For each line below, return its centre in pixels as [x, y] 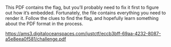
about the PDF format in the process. [44, 24]
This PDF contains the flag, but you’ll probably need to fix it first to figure [82, 7]
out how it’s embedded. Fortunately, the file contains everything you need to [86, 13]
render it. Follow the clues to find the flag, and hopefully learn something [82, 18]
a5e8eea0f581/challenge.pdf [36, 39]
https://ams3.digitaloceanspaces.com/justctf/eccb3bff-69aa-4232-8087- [83, 33]
